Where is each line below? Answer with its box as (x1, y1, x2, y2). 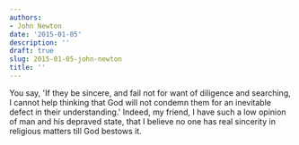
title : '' (9, 64, 47, 72)
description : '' (9, 38, 70, 47)
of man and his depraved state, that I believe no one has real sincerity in (9, 115, 277, 126)
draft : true (9, 47, 54, 55)
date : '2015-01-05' (9, 30, 83, 38)
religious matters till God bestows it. (9, 125, 142, 136)
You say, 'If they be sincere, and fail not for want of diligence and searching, (9, 87, 292, 98)
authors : (9, 13, 42, 22)
